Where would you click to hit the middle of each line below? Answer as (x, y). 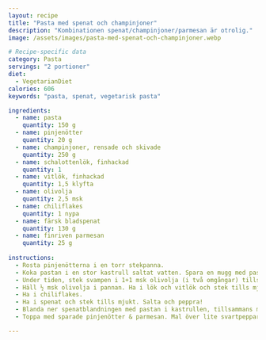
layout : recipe (33, 15)
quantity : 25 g (47, 243)
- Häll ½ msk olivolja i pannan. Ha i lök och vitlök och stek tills (132, 287)
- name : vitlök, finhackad (60, 177)
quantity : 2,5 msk (53, 199)
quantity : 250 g (49, 155)
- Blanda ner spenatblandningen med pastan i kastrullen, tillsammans (134, 310)
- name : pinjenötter (49, 133)
